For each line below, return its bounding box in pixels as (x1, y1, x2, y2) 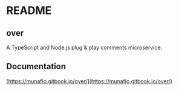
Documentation (6, 61, 67, 72)
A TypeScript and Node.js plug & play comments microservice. (6, 44, 163, 51)
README (6, 4, 52, 18)
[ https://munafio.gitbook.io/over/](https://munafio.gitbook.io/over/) (6, 77, 173, 85)
